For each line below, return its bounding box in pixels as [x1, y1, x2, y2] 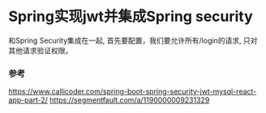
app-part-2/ [8, 95, 49, 105]
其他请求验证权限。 [8, 45, 73, 55]
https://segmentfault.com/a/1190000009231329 [49, 95, 210, 105]
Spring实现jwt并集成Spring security [8, 7, 253, 26]
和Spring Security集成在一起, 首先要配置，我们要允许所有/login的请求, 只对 [8, 36, 258, 45]
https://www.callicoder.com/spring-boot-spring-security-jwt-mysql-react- [8, 86, 257, 97]
